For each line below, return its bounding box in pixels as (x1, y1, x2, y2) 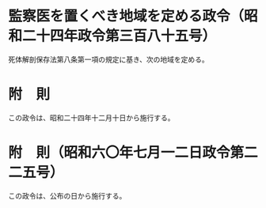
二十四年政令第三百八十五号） (22, 27, 217, 45)
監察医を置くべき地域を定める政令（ (8, 7, 245, 25)
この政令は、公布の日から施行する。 (8, 191, 127, 200)
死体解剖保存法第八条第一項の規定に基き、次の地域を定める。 (8, 55, 210, 64)
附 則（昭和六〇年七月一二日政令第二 (8, 144, 259, 162)
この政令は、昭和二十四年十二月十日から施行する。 (8, 112, 175, 123)
